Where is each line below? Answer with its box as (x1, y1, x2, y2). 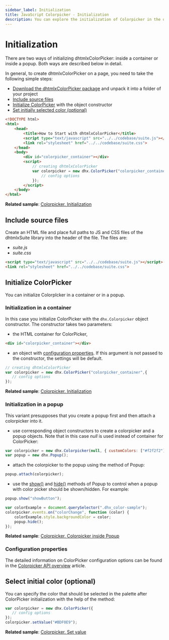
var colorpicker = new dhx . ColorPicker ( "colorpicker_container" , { (5, 370, 147, 375)
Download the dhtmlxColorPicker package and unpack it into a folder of (12, 85, 161, 92)
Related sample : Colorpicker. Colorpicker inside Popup (5, 533, 120, 539)
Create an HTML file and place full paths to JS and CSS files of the (5, 230, 143, 235)
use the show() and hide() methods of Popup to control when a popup (12, 481, 157, 487)
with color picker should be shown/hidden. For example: (12, 486, 129, 492)
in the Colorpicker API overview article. (5, 562, 87, 569)
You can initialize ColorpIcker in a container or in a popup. (5, 292, 125, 298)
